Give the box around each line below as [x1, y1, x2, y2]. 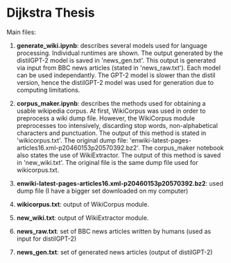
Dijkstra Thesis [6, 5, 95, 21]
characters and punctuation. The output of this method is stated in [16, 129, 207, 137]
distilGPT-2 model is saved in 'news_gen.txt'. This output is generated [16, 56, 216, 64]
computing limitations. [16, 86, 80, 94]
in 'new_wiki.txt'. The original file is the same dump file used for [16, 158, 198, 166]
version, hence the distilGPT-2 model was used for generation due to [16, 78, 214, 86]
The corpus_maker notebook [141, 143, 224, 152]
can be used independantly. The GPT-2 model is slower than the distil [16, 71, 216, 79]
